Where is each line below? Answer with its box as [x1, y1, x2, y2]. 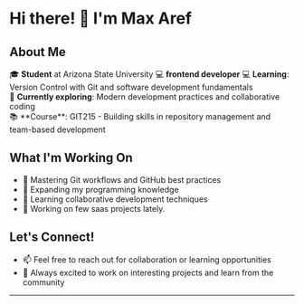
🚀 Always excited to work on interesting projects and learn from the [22, 267, 274, 278]
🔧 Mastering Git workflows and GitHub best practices [22, 174, 222, 185]
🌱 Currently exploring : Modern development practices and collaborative [9, 91, 280, 102]
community [22, 276, 65, 288]
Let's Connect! [9, 230, 95, 245]
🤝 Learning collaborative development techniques [22, 194, 208, 205]
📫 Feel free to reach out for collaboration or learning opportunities [22, 253, 271, 265]
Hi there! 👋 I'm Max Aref [9, 8, 193, 29]
